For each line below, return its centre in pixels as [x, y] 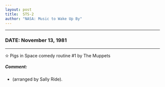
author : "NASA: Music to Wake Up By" [44, 19]
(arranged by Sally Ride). [37, 79]
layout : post [18, 10]
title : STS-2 [20, 14]
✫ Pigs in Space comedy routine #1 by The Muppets [58, 55]
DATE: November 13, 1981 [36, 41]
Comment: [16, 67]
